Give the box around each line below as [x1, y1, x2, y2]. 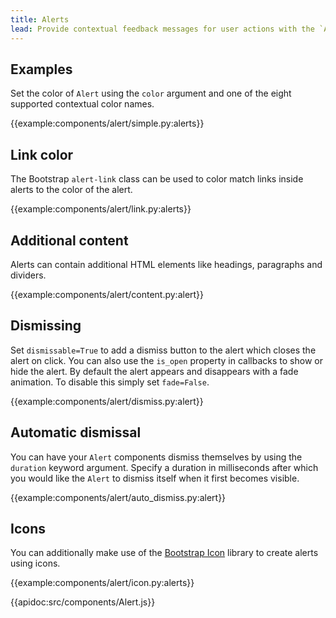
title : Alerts [10, 14, 70, 25]
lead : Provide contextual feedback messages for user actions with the [10, 24, 315, 34]
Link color [10, 146, 74, 163]
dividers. [10, 269, 47, 281]
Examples [10, 61, 73, 78]
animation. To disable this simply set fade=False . [10, 376, 210, 388]
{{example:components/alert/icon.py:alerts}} [10, 577, 195, 589]
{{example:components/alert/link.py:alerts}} [10, 203, 192, 215]
